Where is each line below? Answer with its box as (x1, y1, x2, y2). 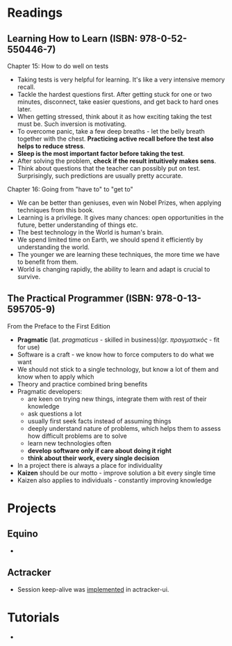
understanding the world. (17, 243, 90, 251)
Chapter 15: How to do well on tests (7, 62, 109, 70)
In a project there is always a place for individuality (17, 461, 163, 469)
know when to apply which (17, 372, 94, 381)
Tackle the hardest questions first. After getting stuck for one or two (17, 90, 213, 98)
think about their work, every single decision (27, 454, 160, 462)
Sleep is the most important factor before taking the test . (17, 150, 185, 157)
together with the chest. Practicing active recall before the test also (17, 134, 214, 143)
